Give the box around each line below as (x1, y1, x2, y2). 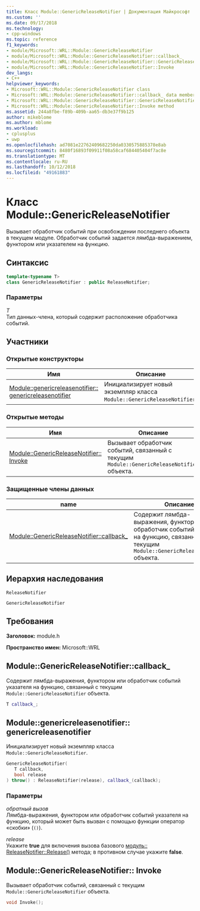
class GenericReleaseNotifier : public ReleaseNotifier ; (6, 279, 151, 285)
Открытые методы (6, 413, 64, 421)
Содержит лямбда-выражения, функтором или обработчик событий (6, 677, 181, 684)
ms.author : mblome (6, 120, 52, 126)
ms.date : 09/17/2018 (6, 20, 58, 26)
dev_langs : (6, 70, 33, 76)
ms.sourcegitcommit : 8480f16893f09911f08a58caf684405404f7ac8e (6, 147, 167, 153)
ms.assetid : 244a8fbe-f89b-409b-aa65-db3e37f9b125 (6, 109, 135, 115)
